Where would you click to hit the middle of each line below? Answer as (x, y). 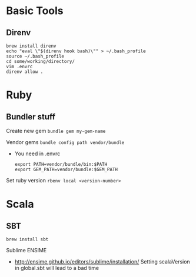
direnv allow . (25, 72)
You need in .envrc (37, 153)
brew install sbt (27, 239)
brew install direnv (31, 46)
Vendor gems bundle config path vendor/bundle (65, 142)
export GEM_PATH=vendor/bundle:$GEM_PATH (66, 169)
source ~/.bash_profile (35, 56)
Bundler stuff (31, 117)
